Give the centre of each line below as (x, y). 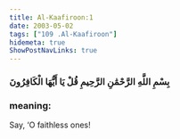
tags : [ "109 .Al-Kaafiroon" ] (63, 34)
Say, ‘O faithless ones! (50, 125)
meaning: (30, 105)
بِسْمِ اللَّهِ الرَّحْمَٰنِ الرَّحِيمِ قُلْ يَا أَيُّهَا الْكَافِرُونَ (90, 82)
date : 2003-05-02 (41, 26)
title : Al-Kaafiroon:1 (51, 17)
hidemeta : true (37, 42)
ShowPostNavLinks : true (53, 51)
